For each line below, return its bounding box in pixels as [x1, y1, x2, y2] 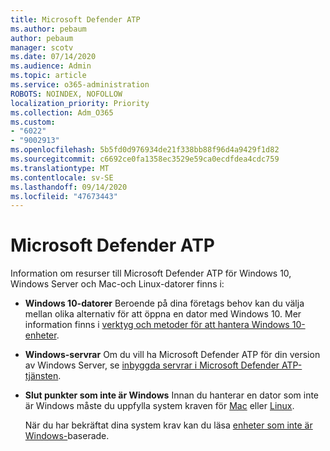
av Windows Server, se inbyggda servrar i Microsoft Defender [24, 359, 280, 371]
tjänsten [24, 370, 59, 382]
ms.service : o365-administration [10, 80, 150, 90]
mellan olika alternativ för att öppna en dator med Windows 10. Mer [24, 308, 302, 320]
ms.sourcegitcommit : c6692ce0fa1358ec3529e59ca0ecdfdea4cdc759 [10, 154, 280, 164]
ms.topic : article [10, 71, 87, 81]
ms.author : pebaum [10, 24, 87, 34]
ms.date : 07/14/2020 [10, 52, 97, 62]
